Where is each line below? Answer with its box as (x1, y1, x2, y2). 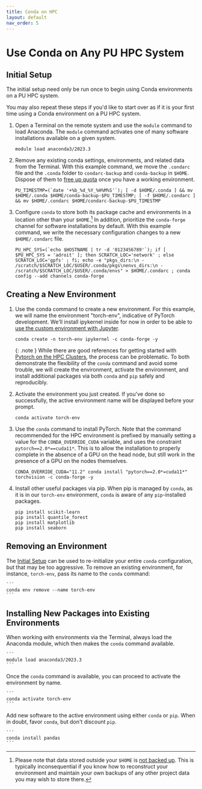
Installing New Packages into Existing (6, 609, 150, 619)
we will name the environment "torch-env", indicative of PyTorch (14, 312, 175, 319)
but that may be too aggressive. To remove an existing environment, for (6, 563, 183, 571)
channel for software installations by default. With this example (14, 223, 171, 230)
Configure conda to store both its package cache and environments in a (14, 209, 191, 216)
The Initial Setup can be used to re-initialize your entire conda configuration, (6, 557, 194, 564)
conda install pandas (6, 735, 61, 741)
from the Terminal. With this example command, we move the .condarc (14, 163, 191, 170)
